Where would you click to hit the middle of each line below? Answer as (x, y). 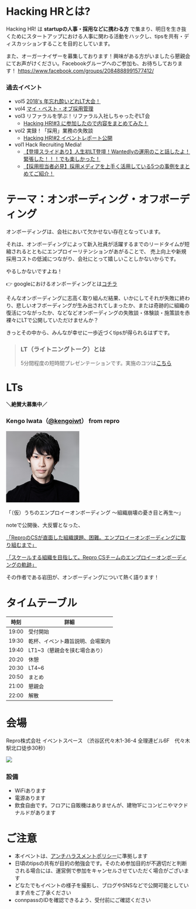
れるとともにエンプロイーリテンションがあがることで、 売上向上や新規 (101, 251)
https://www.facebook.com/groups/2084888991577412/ (85, 71)
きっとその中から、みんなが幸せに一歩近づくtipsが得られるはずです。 (90, 333)
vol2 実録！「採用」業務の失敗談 (54, 131)
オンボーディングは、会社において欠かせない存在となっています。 (85, 232)
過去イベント (24, 87)
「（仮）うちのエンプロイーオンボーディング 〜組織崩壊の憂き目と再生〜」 (95, 512)
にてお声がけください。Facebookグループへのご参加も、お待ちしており (92, 63)
